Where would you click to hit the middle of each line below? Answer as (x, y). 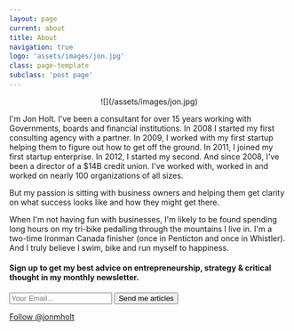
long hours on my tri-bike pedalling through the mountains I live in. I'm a (141, 229)
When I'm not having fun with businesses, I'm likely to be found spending (143, 219)
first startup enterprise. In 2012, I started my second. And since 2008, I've (144, 157)
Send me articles (147, 299)
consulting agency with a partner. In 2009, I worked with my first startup (141, 137)
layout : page (33, 19)
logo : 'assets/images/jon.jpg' (67, 57)
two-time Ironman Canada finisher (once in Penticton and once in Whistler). (147, 238)
